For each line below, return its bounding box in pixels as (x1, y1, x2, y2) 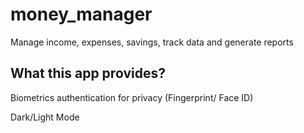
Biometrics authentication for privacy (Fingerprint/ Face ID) (10, 91, 254, 103)
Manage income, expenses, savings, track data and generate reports (10, 36, 294, 48)
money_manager (10, 3, 153, 26)
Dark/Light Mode (10, 111, 80, 123)
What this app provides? (10, 65, 166, 82)
